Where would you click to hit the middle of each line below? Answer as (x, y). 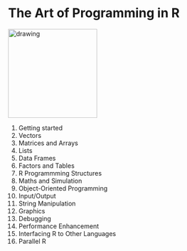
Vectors (30, 135)
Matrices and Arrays (48, 143)
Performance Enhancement (58, 226)
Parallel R (32, 241)
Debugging (35, 218)
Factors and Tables (47, 166)
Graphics (32, 210)
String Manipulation (47, 203)
